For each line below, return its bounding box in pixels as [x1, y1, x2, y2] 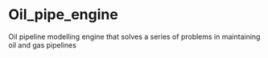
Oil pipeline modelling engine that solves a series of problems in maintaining [8, 32, 261, 41]
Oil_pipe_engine [8, 6, 118, 24]
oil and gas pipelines [8, 40, 76, 49]
